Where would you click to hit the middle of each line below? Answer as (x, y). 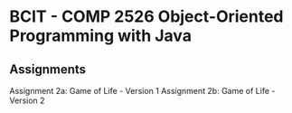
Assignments (48, 69)
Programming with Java (101, 36)
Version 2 (27, 100)
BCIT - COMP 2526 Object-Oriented (146, 17)
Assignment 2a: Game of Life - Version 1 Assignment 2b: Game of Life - (142, 91)
